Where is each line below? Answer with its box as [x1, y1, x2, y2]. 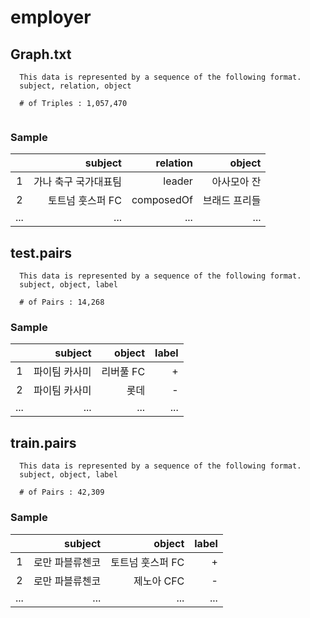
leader [163, 174, 193, 188]
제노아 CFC [133, 574, 185, 588]
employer [10, 6, 92, 29]
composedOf [131, 193, 193, 207]
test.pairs [10, 244, 73, 261]
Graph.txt [10, 46, 72, 63]
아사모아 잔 [211, 175, 262, 189]
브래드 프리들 [202, 194, 262, 208]
